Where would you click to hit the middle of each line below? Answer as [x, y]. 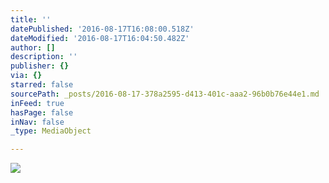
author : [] [33, 47]
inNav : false [37, 122]
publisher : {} [40, 66]
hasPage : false [42, 112]
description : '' [44, 57]
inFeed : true [37, 103]
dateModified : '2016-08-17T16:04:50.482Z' [100, 38]
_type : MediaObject [51, 131]
